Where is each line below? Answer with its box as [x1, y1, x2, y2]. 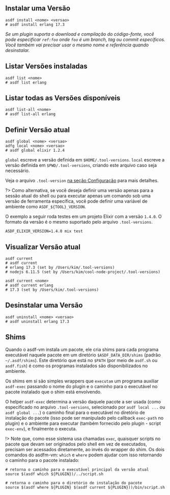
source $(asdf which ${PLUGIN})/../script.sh [5, 471, 103, 477]
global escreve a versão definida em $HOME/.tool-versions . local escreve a [5, 157, 165, 163]
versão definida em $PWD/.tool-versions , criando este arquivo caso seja [5, 162, 157, 169]
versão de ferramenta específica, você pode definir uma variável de [5, 198, 148, 204]
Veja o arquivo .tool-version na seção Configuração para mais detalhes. [5, 178, 159, 184]
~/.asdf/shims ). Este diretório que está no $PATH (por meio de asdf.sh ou [5, 357, 158, 363]
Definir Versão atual [5, 125, 70, 134]
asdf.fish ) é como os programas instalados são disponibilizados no [5, 363, 148, 369]
